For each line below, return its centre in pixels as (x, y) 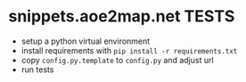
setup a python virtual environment (86, 41)
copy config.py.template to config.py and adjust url (118, 60)
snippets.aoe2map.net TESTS (122, 16)
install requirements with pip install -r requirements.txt (129, 50)
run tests (37, 70)
